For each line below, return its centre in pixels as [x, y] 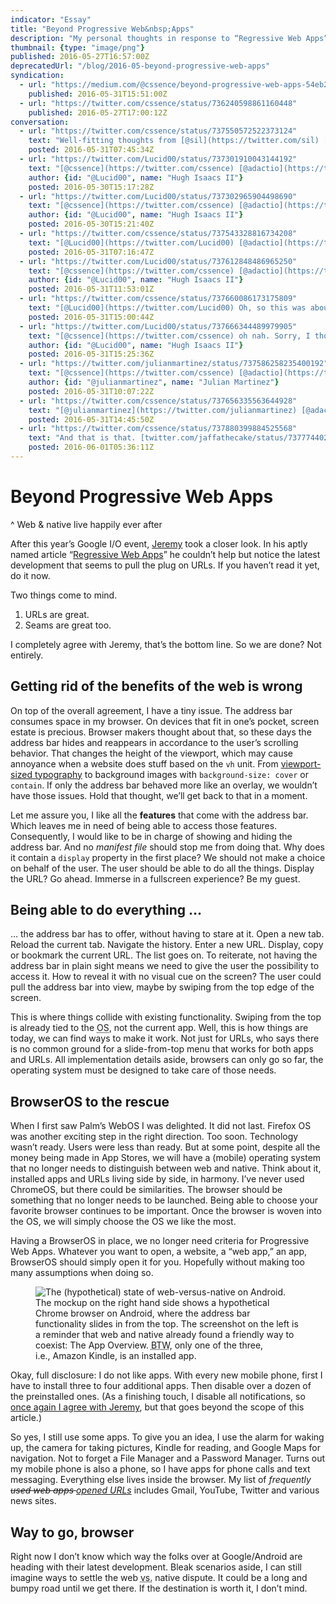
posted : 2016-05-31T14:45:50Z [91, 419]
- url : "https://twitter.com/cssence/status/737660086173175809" [158, 299]
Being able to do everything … [106, 910]
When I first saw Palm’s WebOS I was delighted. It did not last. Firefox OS [161, 1126]
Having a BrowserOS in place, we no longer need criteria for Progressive [160, 1241]
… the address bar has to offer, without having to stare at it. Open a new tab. [167, 934]
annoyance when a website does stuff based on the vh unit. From [144, 763]
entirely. [27, 655]
